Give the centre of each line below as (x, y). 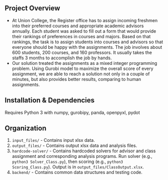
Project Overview (32, 8)
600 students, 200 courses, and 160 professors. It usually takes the (82, 52)
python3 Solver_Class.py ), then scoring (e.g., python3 (67, 162)
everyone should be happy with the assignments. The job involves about (87, 47)
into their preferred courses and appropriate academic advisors (78, 26)
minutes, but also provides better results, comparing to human (76, 79)
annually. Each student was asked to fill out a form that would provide (84, 31)
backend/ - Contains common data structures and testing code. (77, 172)
